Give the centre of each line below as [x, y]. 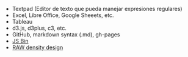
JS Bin [20, 41]
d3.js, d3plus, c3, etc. [39, 28]
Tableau [22, 22]
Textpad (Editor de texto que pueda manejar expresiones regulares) [97, 9]
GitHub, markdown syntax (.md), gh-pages [66, 35]
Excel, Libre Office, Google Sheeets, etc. [63, 15]
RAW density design [38, 47]
